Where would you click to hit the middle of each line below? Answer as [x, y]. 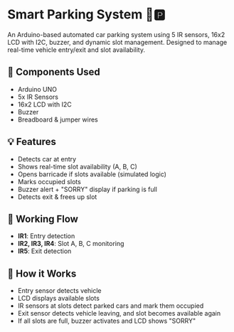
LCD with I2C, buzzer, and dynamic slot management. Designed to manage [117, 42]
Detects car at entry [47, 159]
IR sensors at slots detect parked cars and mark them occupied [111, 306]
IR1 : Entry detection [46, 236]
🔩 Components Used [54, 72]
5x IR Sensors [38, 97]
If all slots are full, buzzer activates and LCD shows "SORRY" [107, 321]
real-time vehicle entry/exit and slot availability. [76, 50]
